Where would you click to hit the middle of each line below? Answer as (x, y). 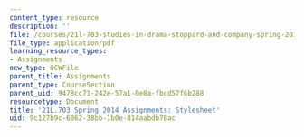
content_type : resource (54, 18)
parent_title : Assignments (60, 77)
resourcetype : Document (54, 101)
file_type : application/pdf (62, 43)
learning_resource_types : (58, 51)
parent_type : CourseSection (62, 85)
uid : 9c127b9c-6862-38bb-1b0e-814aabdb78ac (93, 118)
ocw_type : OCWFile (44, 68)
